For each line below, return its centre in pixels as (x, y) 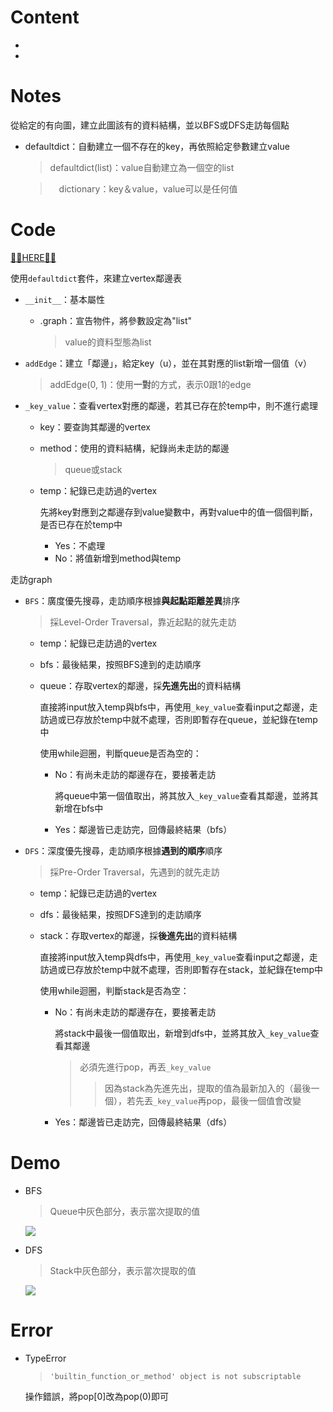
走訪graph (31, 579)
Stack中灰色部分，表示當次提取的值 (123, 1270)
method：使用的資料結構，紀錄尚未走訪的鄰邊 (134, 448)
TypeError (45, 1358)
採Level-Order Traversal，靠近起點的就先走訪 (143, 622)
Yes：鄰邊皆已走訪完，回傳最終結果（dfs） (143, 1122)
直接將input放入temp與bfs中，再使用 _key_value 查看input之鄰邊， (174, 707)
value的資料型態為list (108, 342)
